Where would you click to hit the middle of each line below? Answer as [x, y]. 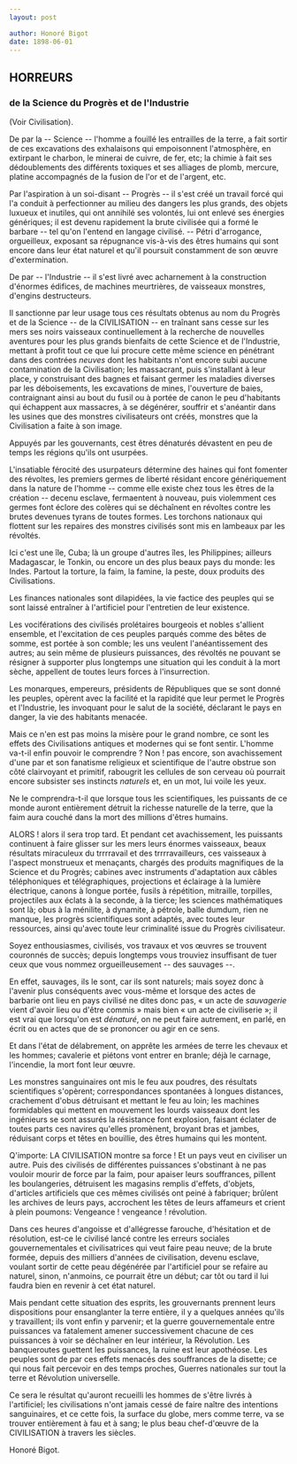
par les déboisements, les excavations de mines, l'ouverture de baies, [136, 388]
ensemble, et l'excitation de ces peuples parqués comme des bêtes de [138, 634]
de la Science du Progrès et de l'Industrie [99, 103]
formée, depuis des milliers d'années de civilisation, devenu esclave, [134, 1258]
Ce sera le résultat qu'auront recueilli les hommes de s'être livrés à [131, 1395]
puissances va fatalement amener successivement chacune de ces [132, 1331]
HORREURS [41, 77]
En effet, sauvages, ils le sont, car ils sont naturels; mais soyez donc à [137, 982]
